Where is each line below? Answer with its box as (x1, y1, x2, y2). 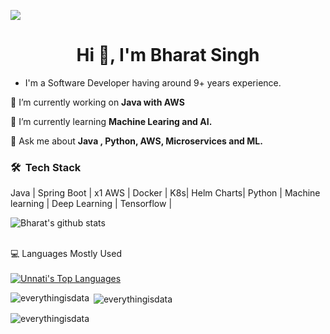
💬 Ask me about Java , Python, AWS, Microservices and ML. (10, 135, 263, 147)
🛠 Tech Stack (10, 160, 82, 174)
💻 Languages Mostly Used (10, 248, 122, 260)
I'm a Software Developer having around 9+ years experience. (24, 76, 282, 89)
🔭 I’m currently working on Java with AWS (10, 96, 185, 108)
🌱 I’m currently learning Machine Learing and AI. (10, 115, 213, 127)
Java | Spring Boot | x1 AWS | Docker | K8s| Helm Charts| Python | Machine (10, 187, 321, 199)
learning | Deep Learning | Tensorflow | (10, 198, 173, 210)
